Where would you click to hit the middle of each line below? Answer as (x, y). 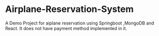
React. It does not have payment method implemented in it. (66, 28)
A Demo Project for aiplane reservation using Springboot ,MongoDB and (80, 23)
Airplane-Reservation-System (69, 9)
